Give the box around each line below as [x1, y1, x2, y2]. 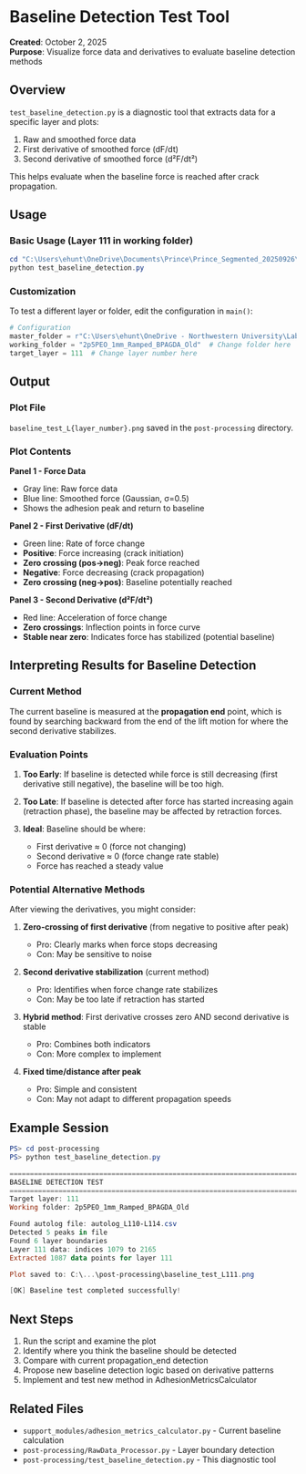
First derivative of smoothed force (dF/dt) [22, 143, 179, 154]
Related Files [9, 1401, 85, 1417]
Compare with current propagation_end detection [22, 1355, 209, 1366]
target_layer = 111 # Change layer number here [9, 349, 198, 358]
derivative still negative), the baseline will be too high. [22, 778, 225, 789]
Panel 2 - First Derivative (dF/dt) [9, 520, 134, 531]
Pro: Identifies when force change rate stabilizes [36, 984, 219, 995]
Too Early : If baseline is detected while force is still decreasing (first [22, 768, 278, 779]
